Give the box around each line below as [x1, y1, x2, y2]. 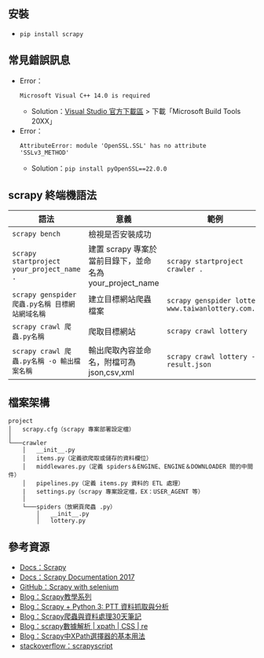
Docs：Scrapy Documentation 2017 [19, 572, 135, 582]
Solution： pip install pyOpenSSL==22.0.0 [31, 164, 167, 173]
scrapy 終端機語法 [8, 189, 97, 202]
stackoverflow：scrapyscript [19, 641, 113, 651]
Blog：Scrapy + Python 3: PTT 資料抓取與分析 [19, 602, 169, 612]
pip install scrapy [19, 30, 84, 38]
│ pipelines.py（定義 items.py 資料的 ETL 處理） [22, 480, 185, 487]
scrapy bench [12, 230, 61, 238]
